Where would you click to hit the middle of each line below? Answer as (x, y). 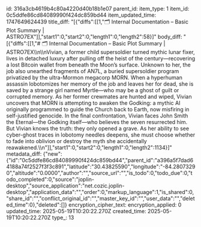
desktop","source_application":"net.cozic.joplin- (65, 186)
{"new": (52, 154)
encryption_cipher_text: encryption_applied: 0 (125, 205)
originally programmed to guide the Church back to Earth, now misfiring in (98, 109)
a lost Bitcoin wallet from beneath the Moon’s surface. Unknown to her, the (98, 65)
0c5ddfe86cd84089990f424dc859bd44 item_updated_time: (81, 15)
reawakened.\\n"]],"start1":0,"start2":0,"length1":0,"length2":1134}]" (89, 147)
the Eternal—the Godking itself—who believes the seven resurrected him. (97, 122)
